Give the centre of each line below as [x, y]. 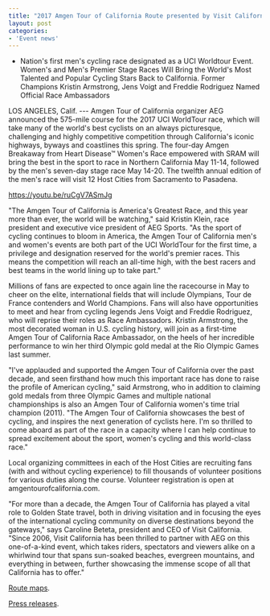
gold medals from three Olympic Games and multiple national [110, 396]
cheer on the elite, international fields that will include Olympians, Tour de [130, 295]
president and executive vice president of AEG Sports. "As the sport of [125, 228]
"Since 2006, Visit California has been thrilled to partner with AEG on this [129, 538]
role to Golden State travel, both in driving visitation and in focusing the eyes [135, 513]
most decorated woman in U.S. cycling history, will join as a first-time [123, 329]
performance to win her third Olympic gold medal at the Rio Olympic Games [134, 346]
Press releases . [34, 604]
